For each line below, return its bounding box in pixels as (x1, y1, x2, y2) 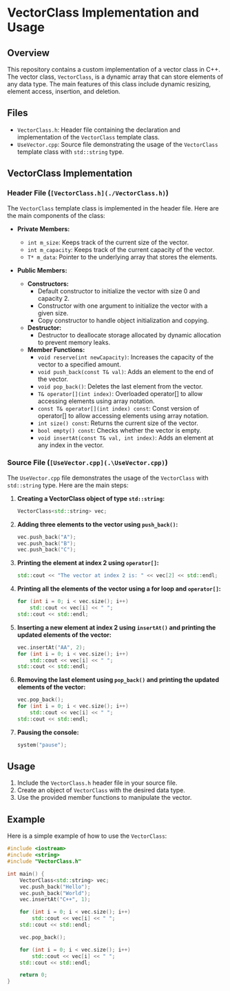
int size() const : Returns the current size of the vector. (37, 419, 198, 427)
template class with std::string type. (17, 147, 124, 156)
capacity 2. (37, 294, 70, 302)
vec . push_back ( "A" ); (17, 533, 76, 540)
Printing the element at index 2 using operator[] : (17, 559, 160, 567)
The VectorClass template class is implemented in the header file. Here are (7, 204, 219, 212)
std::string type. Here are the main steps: (7, 481, 129, 489)
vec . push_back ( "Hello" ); (19, 883, 91, 890)
